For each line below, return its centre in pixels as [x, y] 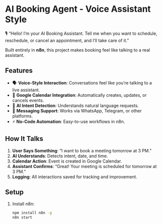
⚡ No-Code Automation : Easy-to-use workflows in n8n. [69, 121]
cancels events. [28, 100]
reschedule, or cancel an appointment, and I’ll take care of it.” [67, 40]
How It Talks [24, 139]
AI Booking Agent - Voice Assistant [78, 9]
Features [19, 70]
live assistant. [26, 90]
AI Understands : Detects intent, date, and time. [60, 156]
